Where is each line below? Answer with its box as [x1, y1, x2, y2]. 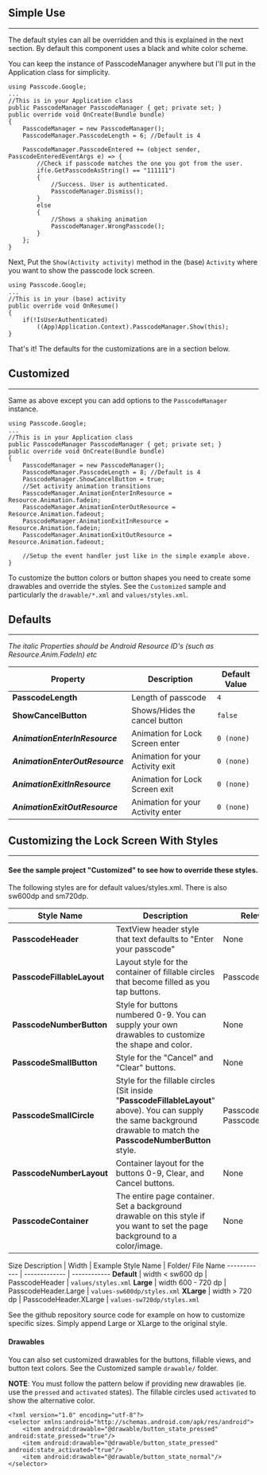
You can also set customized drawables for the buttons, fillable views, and [8, 1355, 252, 1364]
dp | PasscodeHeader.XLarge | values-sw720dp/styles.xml [8, 1295, 200, 1304]
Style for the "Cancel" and [115, 1052, 214, 1063]
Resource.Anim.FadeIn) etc [8, 649, 98, 660]
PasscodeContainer [12, 1215, 89, 1226]
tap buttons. [115, 987, 161, 998]
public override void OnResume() [8, 302, 119, 310]
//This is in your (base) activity [8, 295, 126, 303]
